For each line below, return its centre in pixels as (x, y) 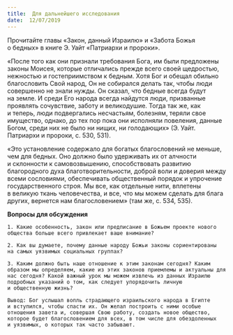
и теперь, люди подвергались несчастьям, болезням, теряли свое (107, 113)
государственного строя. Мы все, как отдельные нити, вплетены (104, 186)
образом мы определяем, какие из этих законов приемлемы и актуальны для (117, 269)
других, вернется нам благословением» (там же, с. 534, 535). (100, 200)
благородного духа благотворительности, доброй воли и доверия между (117, 171)
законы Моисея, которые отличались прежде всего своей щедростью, (113, 68)
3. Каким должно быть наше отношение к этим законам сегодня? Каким (109, 263)
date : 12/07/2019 (34, 20)
